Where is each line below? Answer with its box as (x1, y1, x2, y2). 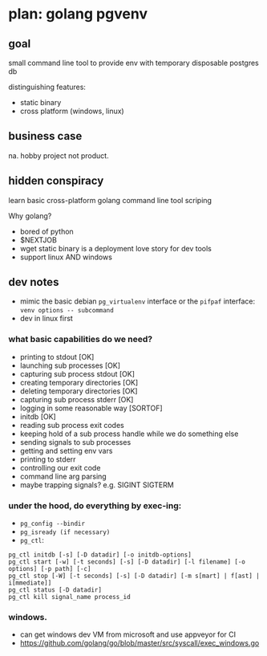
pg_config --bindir (19, 520, 86, 528)
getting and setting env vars (19, 446, 113, 455)
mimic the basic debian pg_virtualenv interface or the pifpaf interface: (19, 296, 255, 306)
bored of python (19, 226, 74, 236)
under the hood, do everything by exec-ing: (8, 499, 182, 511)
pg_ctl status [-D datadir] (8, 586, 103, 594)
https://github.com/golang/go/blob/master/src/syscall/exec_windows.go (19, 638, 260, 648)
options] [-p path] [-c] (8, 565, 91, 573)
